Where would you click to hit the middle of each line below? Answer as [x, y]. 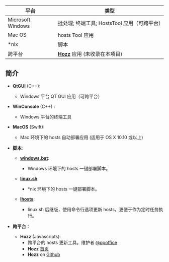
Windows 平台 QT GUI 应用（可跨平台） [61, 96]
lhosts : [27, 199]
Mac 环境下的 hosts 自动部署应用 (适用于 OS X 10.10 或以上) [81, 137]
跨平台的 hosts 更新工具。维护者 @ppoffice [72, 242]
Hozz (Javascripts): [40, 236]
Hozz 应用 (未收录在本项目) [90, 54]
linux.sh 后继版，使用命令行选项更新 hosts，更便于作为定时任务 [93, 209]
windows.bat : [34, 158]
